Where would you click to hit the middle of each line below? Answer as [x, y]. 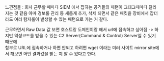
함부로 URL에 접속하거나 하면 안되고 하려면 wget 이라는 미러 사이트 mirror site [80, 48]
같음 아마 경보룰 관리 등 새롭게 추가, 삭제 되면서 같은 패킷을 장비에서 [84, 13]
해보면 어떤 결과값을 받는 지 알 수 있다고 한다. [53, 54]
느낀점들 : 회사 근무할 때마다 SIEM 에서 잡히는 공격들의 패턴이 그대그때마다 [76, 7]
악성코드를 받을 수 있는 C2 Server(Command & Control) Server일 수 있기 [85, 36]
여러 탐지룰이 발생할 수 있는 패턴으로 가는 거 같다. [61, 19]
